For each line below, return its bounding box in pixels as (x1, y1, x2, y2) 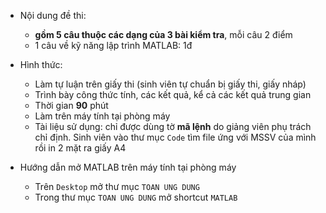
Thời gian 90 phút (34, 100, 109, 111)
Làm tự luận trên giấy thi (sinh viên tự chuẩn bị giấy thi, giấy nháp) (34, 78, 307, 90)
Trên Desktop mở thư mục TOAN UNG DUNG (34, 181, 200, 192)
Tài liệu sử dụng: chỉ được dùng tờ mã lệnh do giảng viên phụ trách (34, 121, 312, 132)
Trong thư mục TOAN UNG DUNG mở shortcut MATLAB (34, 191, 238, 203)
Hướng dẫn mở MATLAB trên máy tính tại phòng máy (19, 161, 237, 173)
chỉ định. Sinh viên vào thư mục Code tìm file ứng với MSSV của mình (34, 131, 317, 143)
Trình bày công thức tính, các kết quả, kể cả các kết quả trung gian (34, 89, 312, 100)
